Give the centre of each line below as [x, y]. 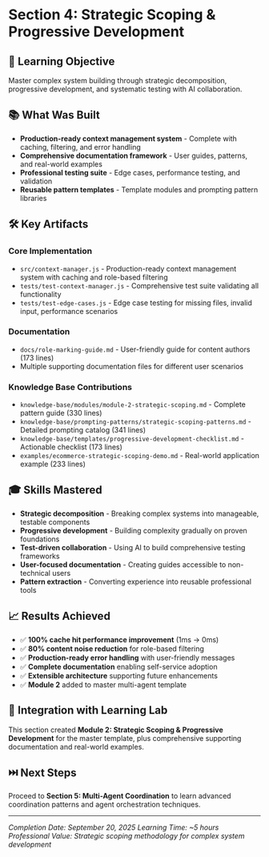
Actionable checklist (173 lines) [71, 447]
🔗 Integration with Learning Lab [88, 710]
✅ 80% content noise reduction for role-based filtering [112, 648]
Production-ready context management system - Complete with [128, 139]
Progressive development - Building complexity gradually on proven [134, 530]
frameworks [40, 556]
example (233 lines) [53, 464]
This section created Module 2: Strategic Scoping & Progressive [116, 730]
